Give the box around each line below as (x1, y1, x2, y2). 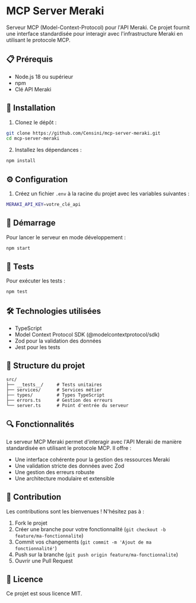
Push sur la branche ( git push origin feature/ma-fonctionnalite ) (14, 551, 178, 558)
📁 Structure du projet (6, 361, 85, 371)
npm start (6, 245, 31, 251)
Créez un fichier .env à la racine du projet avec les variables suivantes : (14, 190, 190, 197)
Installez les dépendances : (14, 147, 82, 154)
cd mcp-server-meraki (6, 135, 60, 142)
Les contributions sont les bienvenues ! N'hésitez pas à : (6, 507, 144, 515)
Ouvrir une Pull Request (14, 557, 73, 564)
